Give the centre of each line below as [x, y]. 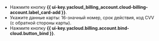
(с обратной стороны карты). [40, 23]
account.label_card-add [35, 12]
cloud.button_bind [29, 33]
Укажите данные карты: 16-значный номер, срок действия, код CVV [82, 18]
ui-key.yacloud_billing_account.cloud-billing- [100, 7]
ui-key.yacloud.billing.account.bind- [90, 28]
